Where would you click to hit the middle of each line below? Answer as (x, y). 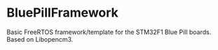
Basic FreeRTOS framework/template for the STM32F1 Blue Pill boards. (109, 32)
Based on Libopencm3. (40, 39)
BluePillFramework (62, 13)
